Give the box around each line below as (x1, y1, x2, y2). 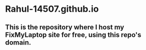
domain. (5, 38, 31, 47)
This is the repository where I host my (5, 23, 124, 31)
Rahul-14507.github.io (5, 3, 99, 15)
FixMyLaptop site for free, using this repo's (5, 30, 142, 39)
